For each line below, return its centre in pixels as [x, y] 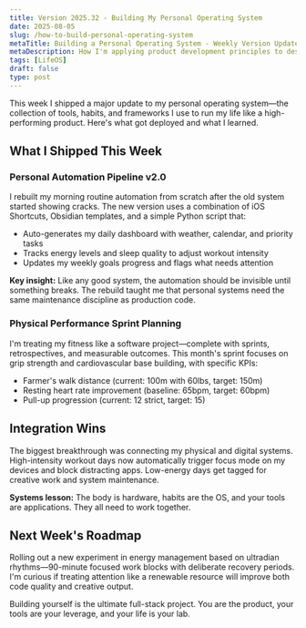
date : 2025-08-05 [42, 26]
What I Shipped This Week [86, 151]
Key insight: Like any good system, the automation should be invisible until [150, 281]
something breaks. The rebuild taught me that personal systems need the [147, 290]
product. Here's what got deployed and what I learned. [156, 122]
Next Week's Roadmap [76, 535]
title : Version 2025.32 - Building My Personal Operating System [136, 18]
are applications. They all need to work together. [100, 507]
